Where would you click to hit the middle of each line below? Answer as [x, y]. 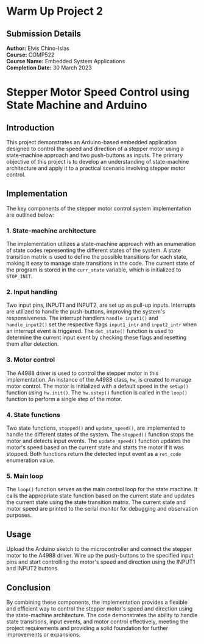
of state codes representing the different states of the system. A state [94, 250]
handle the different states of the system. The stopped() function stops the [100, 434]
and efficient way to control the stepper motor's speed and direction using [100, 608]
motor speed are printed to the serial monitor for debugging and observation [102, 509]
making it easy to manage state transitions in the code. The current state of [100, 264]
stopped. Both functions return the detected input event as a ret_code [94, 454]
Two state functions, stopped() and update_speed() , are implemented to [96, 428]
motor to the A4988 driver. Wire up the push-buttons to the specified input [100, 556]
